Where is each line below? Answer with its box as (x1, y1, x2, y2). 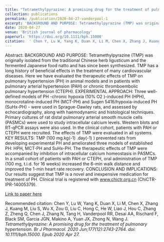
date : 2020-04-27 (5, 25, 41, 30)
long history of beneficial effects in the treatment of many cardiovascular (5, 68, 152, 74)
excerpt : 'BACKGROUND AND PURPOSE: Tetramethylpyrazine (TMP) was (5, 20, 143, 26)
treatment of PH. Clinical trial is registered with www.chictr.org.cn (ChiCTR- (5, 176, 157, 182)
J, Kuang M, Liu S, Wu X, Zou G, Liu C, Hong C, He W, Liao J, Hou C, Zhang (5, 205, 156, 211)
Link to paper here (5, 191, 42, 197)
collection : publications (5, 12, 58, 17)
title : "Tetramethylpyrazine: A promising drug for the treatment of (5, 7, 150, 12)
